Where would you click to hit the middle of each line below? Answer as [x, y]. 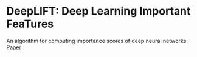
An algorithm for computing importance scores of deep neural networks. [97, 41]
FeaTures [30, 24]
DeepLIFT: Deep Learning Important [98, 11]
